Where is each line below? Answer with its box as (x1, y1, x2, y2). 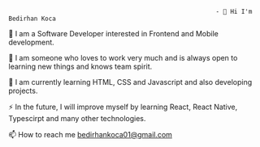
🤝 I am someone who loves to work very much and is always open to (8, 53, 238, 62)
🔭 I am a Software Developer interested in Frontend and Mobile (8, 29, 219, 38)
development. (8, 37, 54, 47)
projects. (8, 86, 38, 95)
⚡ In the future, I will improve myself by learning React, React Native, (8, 102, 238, 111)
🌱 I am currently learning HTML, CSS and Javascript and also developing (8, 78, 253, 86)
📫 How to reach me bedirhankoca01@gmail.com (8, 130, 173, 139)
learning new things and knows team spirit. (8, 61, 153, 71)
